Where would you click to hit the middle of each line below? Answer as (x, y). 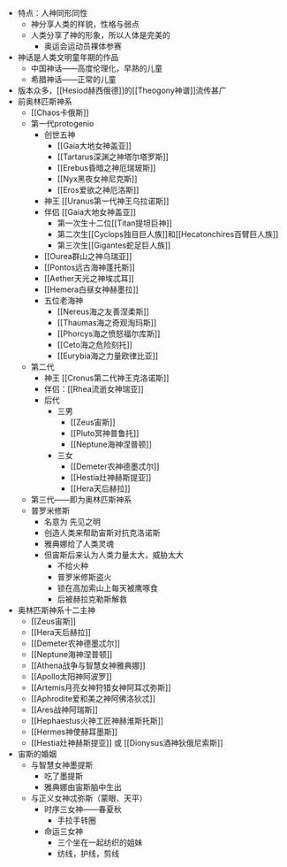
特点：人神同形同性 (53, 13)
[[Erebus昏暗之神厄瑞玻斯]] (106, 168)
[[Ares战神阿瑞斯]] (64, 710)
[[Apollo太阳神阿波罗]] (71, 676)
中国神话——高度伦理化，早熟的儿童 (97, 68)
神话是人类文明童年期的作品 (68, 57)
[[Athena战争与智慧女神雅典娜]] (88, 665)
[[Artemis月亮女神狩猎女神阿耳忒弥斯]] (101, 687)
